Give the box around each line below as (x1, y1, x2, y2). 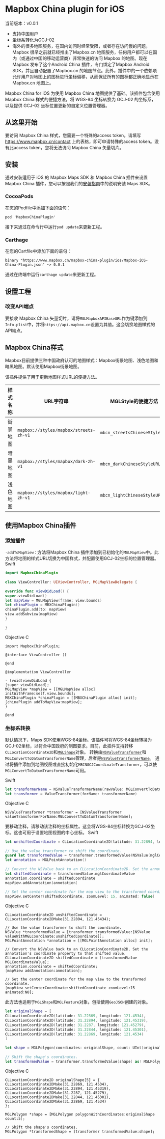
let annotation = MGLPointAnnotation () (5, 858, 87, 862)
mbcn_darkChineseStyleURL (100, 461, 161, 467)
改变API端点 (5, 303, 34, 310)
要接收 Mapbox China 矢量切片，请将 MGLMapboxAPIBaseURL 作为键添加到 (5, 315, 148, 321)
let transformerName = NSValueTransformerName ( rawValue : (5, 787, 124, 792)
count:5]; (5, 1116, 26, 1121)
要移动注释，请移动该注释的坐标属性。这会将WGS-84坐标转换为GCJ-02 (5, 823, 151, 829)
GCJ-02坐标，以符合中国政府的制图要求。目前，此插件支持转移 (5, 743, 134, 749)
